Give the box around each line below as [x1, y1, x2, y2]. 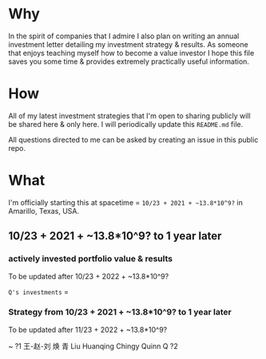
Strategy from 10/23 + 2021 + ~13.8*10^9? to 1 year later [8, 306, 232, 318]
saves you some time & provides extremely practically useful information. [8, 57, 250, 66]
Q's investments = [8, 286, 69, 296]
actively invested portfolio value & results [8, 253, 173, 264]
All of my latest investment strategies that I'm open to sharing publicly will [8, 111, 251, 120]
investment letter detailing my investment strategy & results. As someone [8, 39, 249, 49]
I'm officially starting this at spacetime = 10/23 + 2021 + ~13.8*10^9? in [8, 197, 244, 207]
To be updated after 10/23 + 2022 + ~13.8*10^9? [8, 271, 169, 281]
